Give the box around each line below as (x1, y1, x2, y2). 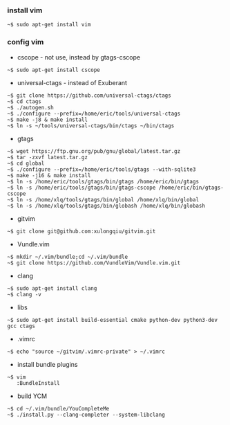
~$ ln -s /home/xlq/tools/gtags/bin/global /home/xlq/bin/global (7, 196, 199, 203)
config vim (7, 37, 44, 47)
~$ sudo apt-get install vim (7, 21, 91, 28)
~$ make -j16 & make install (7, 172, 91, 179)
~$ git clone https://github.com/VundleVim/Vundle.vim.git (7, 259, 181, 266)
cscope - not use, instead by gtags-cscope (17, 53, 140, 61)
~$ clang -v (7, 291, 41, 298)
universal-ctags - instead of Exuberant (17, 78, 128, 87)
